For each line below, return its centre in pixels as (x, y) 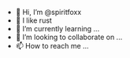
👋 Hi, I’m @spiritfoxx (48, 12)
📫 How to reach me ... (52, 46)
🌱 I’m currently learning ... (58, 29)
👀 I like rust (34, 20)
